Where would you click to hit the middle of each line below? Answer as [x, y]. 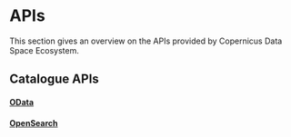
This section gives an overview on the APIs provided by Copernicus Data [146, 41]
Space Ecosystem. [45, 50]
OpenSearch [34, 122]
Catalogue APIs [55, 79]
